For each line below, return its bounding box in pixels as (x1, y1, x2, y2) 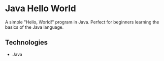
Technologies (5, 39, 48, 47)
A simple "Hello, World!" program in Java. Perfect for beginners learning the (5, 19, 160, 25)
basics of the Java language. (5, 24, 64, 30)
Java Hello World (5, 3, 76, 14)
